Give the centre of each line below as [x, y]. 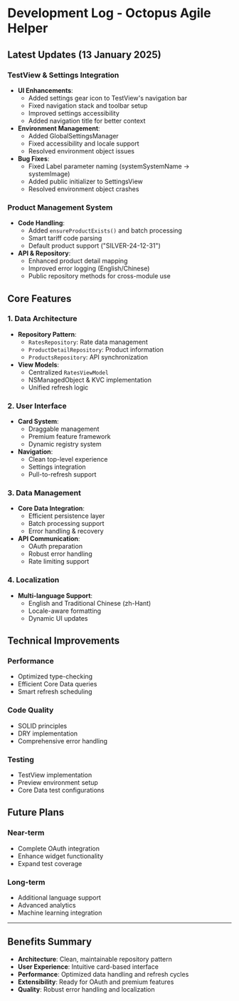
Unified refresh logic [58, 387]
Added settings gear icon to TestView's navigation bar [108, 98]
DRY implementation [48, 733]
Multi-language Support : [55, 595]
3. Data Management [44, 493]
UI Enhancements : [45, 90]
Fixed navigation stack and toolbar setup [88, 106]
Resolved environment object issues [81, 151]
